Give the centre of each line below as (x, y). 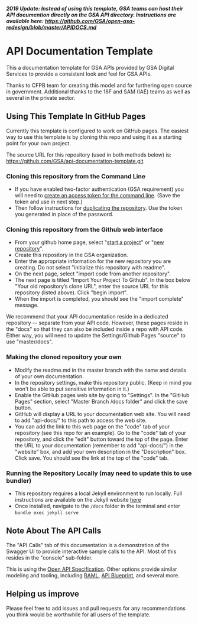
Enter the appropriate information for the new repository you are (93, 261)
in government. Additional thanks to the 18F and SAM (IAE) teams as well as (98, 92)
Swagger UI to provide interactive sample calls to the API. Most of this (91, 551)
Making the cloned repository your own (64, 357)
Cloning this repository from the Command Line (76, 176)
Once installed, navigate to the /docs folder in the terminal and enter (97, 506)
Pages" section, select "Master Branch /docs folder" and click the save (101, 401)
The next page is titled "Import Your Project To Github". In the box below (103, 280)
